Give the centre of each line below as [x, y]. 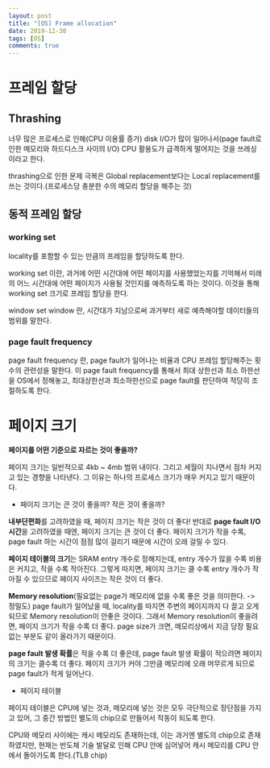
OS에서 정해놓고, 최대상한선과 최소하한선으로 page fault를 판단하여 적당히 [133, 380]
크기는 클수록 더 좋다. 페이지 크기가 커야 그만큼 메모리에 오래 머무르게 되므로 [136, 664]
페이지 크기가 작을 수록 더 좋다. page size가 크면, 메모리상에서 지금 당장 [131, 626]
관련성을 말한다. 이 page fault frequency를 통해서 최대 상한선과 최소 [131, 371]
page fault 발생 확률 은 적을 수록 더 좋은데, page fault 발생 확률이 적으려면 [125, 654]
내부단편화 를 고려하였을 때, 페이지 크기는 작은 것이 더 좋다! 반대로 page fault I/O [135, 521]
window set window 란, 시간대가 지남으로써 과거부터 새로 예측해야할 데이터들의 [134, 310]
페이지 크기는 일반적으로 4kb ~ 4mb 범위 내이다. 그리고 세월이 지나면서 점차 [128, 467]
